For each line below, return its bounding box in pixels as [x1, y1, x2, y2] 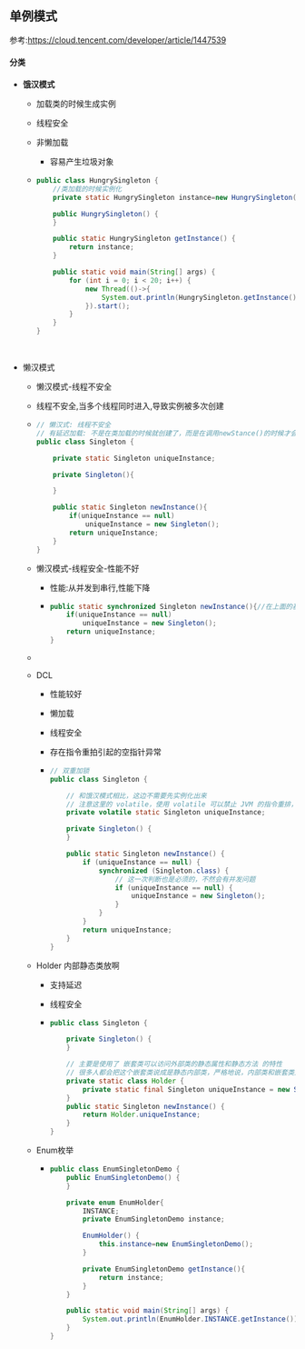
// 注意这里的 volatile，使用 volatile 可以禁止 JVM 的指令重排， [66, 799, 298, 809]
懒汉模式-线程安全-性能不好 [35, 563, 140, 574]
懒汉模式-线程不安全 [35, 381, 113, 393]
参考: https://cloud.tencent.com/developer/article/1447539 [9, 35, 227, 45]
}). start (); [84, 301, 131, 311]
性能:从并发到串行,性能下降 [49, 582, 151, 593]
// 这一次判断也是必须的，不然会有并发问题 [114, 874, 256, 884]
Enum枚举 [35, 1144, 74, 1156]
